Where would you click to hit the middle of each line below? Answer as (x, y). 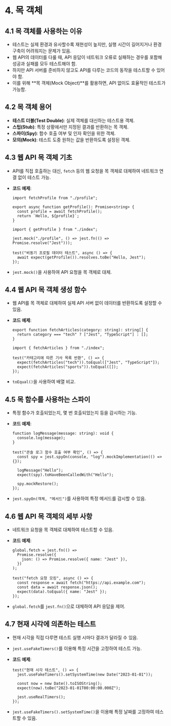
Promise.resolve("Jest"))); (42, 243)
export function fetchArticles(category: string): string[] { (80, 330)
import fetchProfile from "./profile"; (55, 198)
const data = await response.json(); (58, 587)
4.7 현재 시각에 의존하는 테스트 (50, 624)
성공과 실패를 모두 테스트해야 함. (44, 64)
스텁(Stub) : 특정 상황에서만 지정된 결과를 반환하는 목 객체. (70, 127)
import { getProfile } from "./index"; (55, 229)
